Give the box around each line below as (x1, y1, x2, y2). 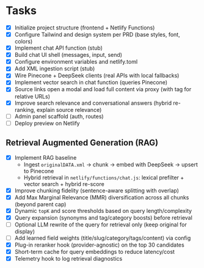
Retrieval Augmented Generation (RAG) (5, 138, 159, 148)
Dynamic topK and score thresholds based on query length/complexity (14, 207, 192, 214)
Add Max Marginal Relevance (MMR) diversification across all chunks (14, 193, 189, 201)
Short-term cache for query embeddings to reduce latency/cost (14, 248, 175, 255)
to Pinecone (23, 167, 54, 174)
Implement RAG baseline (14, 154, 77, 161)
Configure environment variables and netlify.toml (14, 58, 138, 65)
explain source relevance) (37, 106, 102, 113)
